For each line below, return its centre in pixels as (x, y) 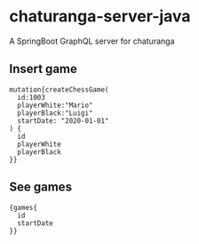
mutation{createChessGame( (59, 89)
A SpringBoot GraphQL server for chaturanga (92, 41)
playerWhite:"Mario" (55, 105)
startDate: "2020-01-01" (63, 121)
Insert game (44, 69)
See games (41, 187)
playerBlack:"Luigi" (55, 113)
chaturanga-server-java (100, 16)
